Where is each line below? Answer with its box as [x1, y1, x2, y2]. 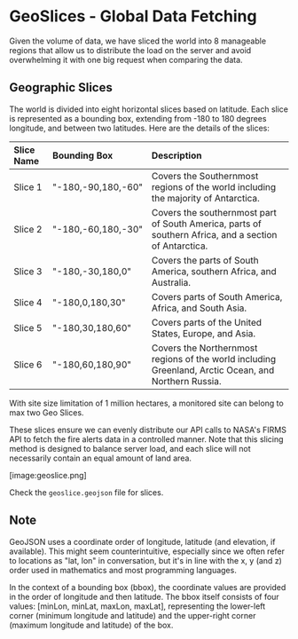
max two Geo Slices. [9, 406, 84, 418]
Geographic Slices [9, 80, 113, 95]
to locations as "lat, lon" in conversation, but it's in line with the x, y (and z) [9, 555, 282, 565]
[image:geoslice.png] [9, 469, 87, 480]
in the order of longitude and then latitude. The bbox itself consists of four [9, 591, 279, 602]
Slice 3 [13, 264, 43, 277]
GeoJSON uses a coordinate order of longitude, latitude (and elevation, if [9, 536, 276, 547]
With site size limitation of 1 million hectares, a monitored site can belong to [9, 398, 284, 408]
